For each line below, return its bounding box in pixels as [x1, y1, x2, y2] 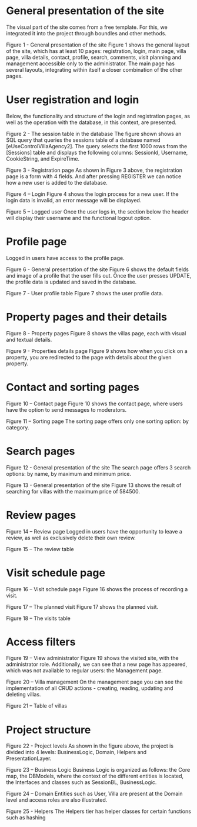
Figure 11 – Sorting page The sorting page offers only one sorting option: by [6, 418, 189, 425]
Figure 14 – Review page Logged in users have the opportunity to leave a [6, 528, 182, 535]
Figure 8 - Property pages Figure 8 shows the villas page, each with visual [6, 329, 186, 336]
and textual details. [6, 336, 52, 343]
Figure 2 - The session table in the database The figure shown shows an [6, 130, 182, 137]
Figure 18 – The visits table [6, 615, 71, 622]
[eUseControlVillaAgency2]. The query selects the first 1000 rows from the [6, 142, 188, 149]
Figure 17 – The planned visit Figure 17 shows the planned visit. [6, 603, 159, 610]
